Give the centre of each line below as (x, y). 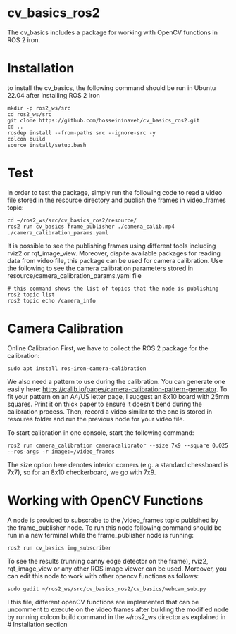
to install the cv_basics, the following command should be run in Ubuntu (112, 88)
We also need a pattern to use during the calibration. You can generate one (116, 381)
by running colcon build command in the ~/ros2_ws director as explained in (117, 616)
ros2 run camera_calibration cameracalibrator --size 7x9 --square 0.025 (118, 445)
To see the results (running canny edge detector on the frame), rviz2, (108, 561)
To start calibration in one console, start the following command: (101, 432)
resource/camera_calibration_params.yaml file (75, 275)
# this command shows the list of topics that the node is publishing (113, 289)
